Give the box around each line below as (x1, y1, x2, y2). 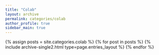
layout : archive (5, 12, 39, 17)
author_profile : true (5, 21, 50, 26)
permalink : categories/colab (5, 16, 66, 21)
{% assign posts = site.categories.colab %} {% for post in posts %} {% (5, 39, 151, 45)
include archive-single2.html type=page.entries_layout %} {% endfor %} (5, 44, 155, 50)
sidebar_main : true (5, 26, 46, 30)
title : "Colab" (5, 7, 37, 12)
